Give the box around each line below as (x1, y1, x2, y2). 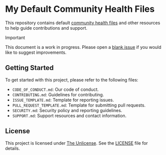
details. (5, 145, 20, 151)
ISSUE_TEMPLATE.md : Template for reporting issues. (12, 97, 114, 103)
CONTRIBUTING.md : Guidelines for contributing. (12, 91, 104, 97)
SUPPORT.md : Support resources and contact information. (12, 113, 127, 118)
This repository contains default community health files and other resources (5, 20, 161, 26)
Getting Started (5, 64, 54, 72)
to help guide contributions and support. (5, 25, 88, 31)
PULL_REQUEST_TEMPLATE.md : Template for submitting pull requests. (12, 102, 146, 108)
